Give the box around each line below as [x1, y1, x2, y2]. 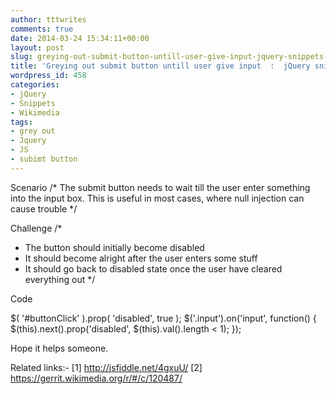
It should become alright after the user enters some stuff [24, 252, 258, 264]
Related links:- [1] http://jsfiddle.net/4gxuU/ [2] [10, 361, 203, 373]
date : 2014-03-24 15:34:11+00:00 [10, 33, 150, 43]
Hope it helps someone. [10, 342, 109, 354]
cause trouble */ [10, 202, 78, 215]
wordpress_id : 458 [10, 71, 87, 81]
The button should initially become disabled [24, 241, 205, 253]
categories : [10, 80, 60, 90]
